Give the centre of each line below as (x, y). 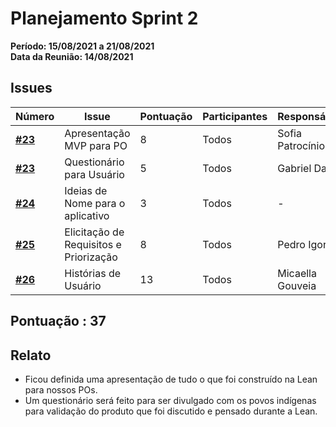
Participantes (235, 116)
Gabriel (294, 168)
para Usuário (94, 174)
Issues (31, 88)
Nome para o (95, 203)
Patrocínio (301, 145)
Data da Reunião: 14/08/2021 (72, 56)
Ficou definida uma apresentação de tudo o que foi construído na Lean (171, 379)
